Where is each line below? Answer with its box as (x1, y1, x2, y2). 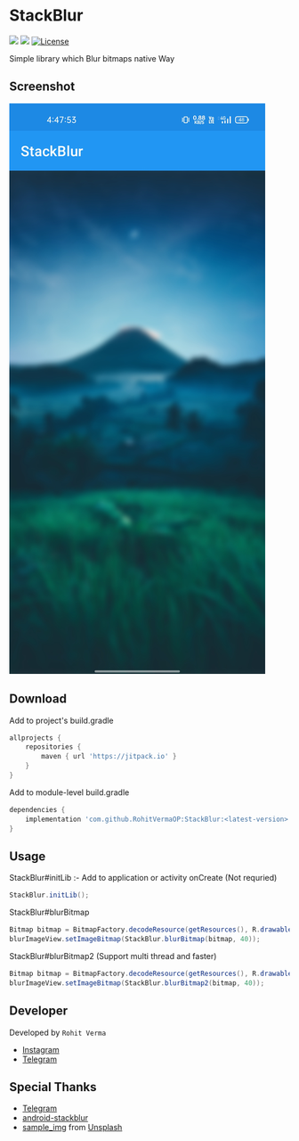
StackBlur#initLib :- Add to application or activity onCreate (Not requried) (9, 873, 278, 883)
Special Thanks (9, 1079, 97, 1095)
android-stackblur (21, 1112, 89, 1123)
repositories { (25, 743, 82, 751)
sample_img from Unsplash (21, 1122, 123, 1133)
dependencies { (9, 805, 66, 814)
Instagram (21, 1044, 60, 1055)
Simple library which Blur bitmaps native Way (9, 53, 175, 63)
